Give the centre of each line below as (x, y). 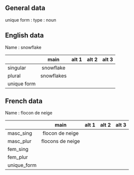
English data (25, 36)
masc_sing (20, 133)
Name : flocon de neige (29, 113)
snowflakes (54, 76)
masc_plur (20, 141)
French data (24, 101)
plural (14, 76)
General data (25, 8)
